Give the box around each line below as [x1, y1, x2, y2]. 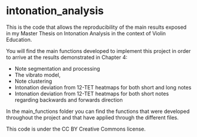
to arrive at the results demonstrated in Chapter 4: [6, 54, 128, 61]
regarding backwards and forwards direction [14, 96, 123, 103]
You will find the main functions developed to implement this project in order [6, 47, 191, 54]
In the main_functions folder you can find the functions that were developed [6, 108, 190, 115]
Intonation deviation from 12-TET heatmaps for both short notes [14, 90, 169, 97]
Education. [6, 36, 32, 43]
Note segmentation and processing [14, 65, 101, 72]
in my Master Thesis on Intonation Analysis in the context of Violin [6, 29, 166, 36]
